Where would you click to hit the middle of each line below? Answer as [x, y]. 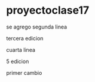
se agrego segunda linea [37, 27]
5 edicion [18, 61]
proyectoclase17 [48, 10]
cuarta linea [21, 50]
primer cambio [24, 72]
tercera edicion [25, 38]
